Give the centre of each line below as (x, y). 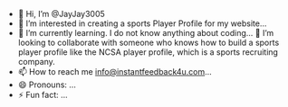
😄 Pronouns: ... (47, 85)
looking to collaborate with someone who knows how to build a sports (149, 42)
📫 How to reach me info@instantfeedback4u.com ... (115, 71)
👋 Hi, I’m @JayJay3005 (62, 14)
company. (37, 62)
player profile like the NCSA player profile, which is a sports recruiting (148, 52)
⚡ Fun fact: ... (43, 95)
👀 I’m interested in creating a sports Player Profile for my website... (142, 23)
